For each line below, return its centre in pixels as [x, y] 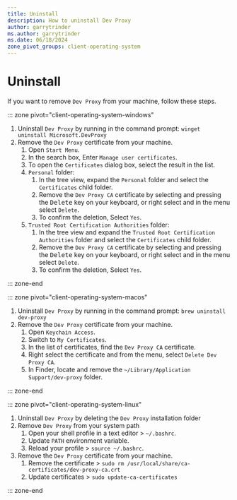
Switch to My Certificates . [68, 339]
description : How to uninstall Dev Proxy [69, 20]
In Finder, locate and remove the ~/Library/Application [109, 369]
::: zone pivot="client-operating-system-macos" [77, 297]
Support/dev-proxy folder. [65, 377]
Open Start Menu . [54, 150]
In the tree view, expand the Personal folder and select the [123, 179]
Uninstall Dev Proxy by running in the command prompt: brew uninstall [122, 311]
